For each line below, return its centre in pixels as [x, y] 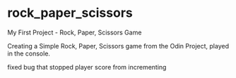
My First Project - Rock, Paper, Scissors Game [75, 32]
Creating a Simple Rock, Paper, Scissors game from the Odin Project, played [118, 46]
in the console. [29, 53]
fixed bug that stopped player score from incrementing [87, 67]
